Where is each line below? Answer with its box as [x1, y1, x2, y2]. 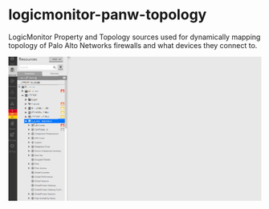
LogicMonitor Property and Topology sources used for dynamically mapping [8, 32, 261, 42]
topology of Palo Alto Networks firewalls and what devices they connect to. [8, 40, 258, 50]
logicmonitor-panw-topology [8, 6, 207, 24]
